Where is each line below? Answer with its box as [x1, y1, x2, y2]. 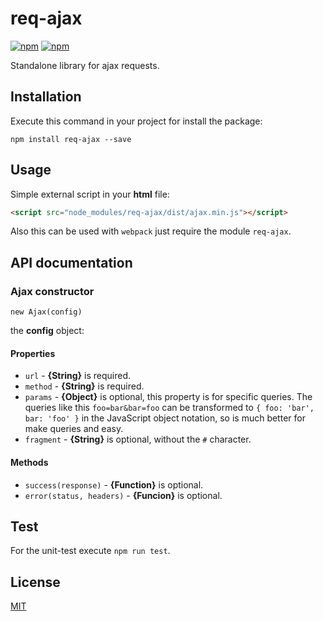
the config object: [10, 325, 85, 337]
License [10, 573, 61, 591]
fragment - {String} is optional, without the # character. [24, 433, 252, 446]
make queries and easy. [24, 423, 124, 435]
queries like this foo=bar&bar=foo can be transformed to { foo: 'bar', [24, 402, 315, 414]
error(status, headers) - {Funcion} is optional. [24, 489, 223, 501]
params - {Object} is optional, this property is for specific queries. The [24, 391, 313, 403]
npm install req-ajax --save [10, 134, 132, 144]
